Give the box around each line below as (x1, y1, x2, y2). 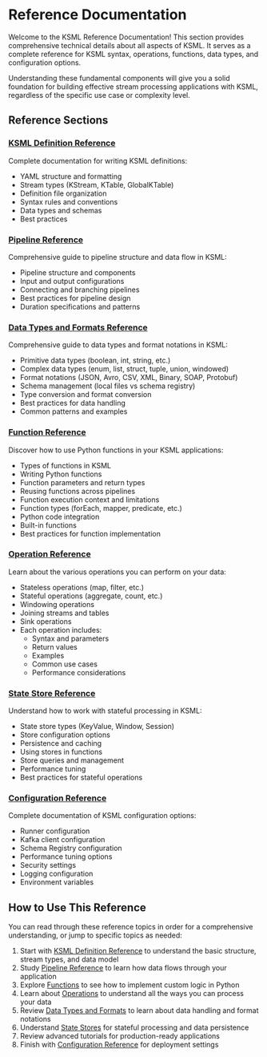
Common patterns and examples (19, 407, 128, 416)
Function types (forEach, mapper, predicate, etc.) (19, 503, 182, 512)
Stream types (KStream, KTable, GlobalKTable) (19, 180, 174, 189)
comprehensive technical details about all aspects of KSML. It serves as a (8, 40, 251, 50)
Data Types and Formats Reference (8, 322, 148, 333)
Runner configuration (19, 826, 90, 836)
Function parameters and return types (19, 477, 145, 487)
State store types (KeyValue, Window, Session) (19, 722, 174, 731)
